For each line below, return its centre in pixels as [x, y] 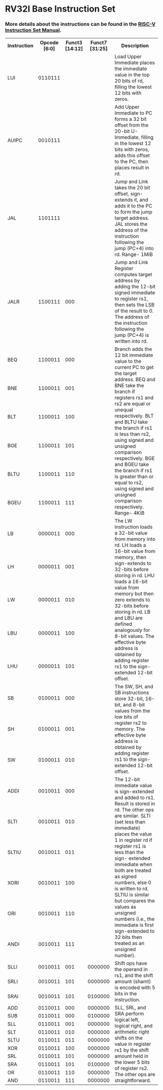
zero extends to [132, 600]
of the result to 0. [134, 311]
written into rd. [131, 341]
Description [135, 46]
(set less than [130, 822]
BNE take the [129, 386]
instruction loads [134, 527]
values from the [132, 711]
